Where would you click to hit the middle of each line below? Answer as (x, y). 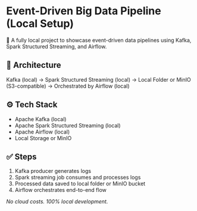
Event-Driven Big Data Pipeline (84, 11)
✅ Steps (21, 156)
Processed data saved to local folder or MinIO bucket (80, 184)
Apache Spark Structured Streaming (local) (68, 125)
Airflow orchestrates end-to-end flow (61, 190)
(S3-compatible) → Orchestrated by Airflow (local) (68, 86)
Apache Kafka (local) (40, 119)
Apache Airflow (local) (42, 132)
